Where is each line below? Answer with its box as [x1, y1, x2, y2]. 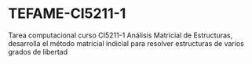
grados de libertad [8, 47, 68, 56]
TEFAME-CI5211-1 [8, 5, 126, 23]
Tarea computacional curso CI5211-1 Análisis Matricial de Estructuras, [8, 30, 233, 40]
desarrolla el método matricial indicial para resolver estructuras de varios [8, 38, 245, 48]
